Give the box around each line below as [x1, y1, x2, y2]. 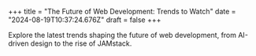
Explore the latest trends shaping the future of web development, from [8, 31, 237, 39]
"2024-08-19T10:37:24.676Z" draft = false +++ [8, 15, 161, 24]
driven [8, 39, 29, 48]
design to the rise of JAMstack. [30, 39, 132, 48]
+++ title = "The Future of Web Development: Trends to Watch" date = [8, 7, 236, 16]
